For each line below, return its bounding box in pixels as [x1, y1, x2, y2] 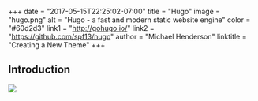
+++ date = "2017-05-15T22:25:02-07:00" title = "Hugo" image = [8, 7, 221, 16]
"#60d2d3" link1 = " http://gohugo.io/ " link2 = [8, 24, 155, 32]
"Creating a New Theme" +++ [8, 40, 106, 50]
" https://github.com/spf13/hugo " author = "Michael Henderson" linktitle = [8, 32, 247, 41]
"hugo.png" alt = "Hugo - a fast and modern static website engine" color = [8, 15, 251, 24]
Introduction [8, 63, 71, 77]
